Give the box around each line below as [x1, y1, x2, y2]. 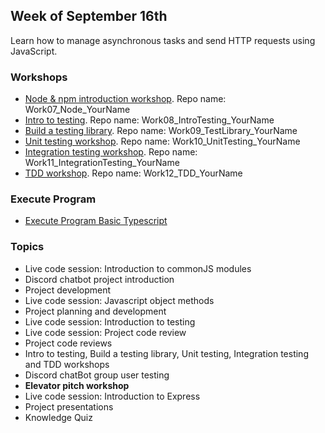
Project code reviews [24, 337, 113, 349]
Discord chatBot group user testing [24, 369, 170, 381]
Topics [10, 240, 45, 254]
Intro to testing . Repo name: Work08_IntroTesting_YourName [24, 114, 275, 126]
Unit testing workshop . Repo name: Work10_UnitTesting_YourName [24, 135, 301, 148]
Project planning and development [24, 305, 167, 317]
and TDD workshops [24, 358, 110, 370]
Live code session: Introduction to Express [24, 390, 201, 402]
